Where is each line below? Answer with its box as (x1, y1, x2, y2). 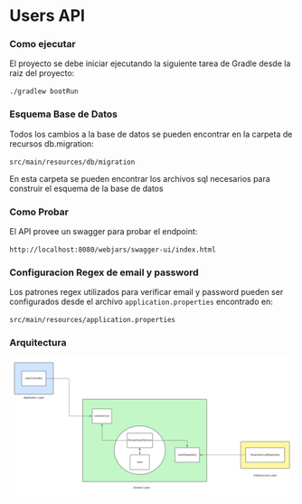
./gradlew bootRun (9, 87, 79, 96)
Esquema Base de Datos (9, 108, 118, 120)
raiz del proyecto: (9, 68, 75, 79)
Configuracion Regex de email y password (9, 266, 199, 279)
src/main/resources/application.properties (9, 316, 176, 325)
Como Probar (9, 205, 70, 218)
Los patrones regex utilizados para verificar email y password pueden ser (9, 287, 284, 298)
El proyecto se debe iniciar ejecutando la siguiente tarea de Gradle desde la (9, 58, 291, 69)
